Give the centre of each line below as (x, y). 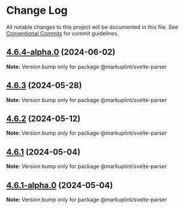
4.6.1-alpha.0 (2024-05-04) (60, 185)
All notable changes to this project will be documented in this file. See (92, 27)
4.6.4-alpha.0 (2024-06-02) (61, 52)
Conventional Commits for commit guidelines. (62, 33)
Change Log (37, 10)
